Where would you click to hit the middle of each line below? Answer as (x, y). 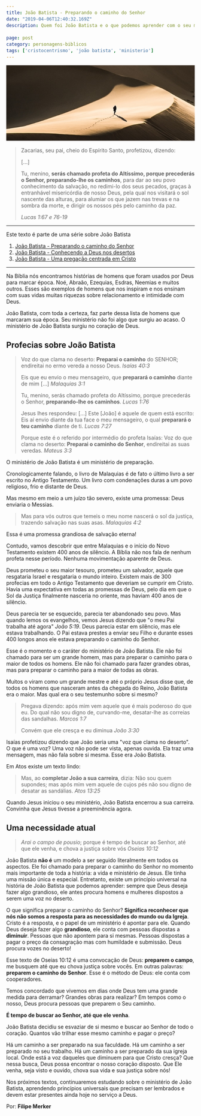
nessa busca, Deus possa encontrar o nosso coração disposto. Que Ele (94, 1064)
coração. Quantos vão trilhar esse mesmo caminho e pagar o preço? (91, 1033)
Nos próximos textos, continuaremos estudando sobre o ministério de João (99, 1082)
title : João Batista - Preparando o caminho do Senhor (76, 13)
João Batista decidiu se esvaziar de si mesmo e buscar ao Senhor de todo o (100, 1027)
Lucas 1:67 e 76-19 (44, 217)
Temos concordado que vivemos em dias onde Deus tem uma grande (92, 991)
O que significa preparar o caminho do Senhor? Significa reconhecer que (98, 910)
